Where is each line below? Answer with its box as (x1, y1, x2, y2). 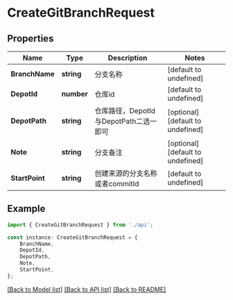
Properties (7, 33, 54, 44)
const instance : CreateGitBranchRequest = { (7, 234, 138, 241)
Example (7, 203, 46, 215)
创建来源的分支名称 (94, 169, 157, 178)
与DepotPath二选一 (94, 117, 157, 126)
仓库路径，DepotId (94, 106, 156, 115)
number (61, 89, 88, 99)
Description (107, 53, 148, 62)
